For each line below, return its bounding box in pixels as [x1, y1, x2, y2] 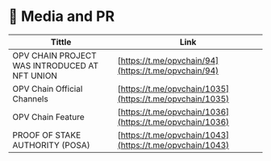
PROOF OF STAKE [12, 129, 81, 140]
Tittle [50, 36, 72, 47]
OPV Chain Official [12, 83, 83, 94]
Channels [12, 93, 48, 104]
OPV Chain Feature [12, 111, 85, 122]
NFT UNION [12, 70, 58, 81]
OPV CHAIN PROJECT [12, 50, 97, 61]
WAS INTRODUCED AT [12, 60, 99, 71]
